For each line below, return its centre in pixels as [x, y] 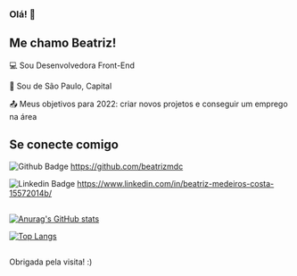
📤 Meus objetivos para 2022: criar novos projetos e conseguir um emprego [148, 104]
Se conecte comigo [64, 145]
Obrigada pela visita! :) [51, 262]
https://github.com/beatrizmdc [127, 166]
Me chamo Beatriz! [63, 43]
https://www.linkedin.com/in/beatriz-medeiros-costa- [176, 183]
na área [23, 116]
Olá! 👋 [22, 14]
